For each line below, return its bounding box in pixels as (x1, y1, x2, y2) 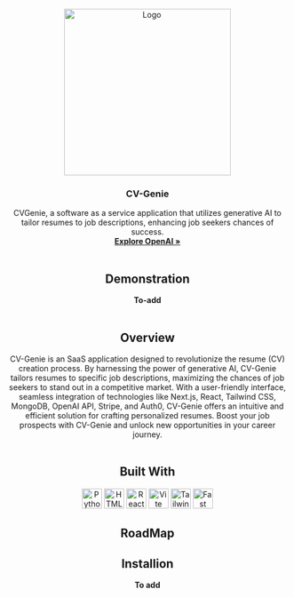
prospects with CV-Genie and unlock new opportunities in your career (19, 419, 276, 430)
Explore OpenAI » (114, 236, 181, 247)
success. (131, 227, 164, 237)
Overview (119, 330, 176, 345)
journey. (132, 429, 163, 440)
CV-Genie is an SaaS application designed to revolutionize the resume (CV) (10, 354, 285, 364)
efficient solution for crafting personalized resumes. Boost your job (25, 410, 270, 420)
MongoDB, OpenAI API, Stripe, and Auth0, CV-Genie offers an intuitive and (11, 401, 284, 411)
